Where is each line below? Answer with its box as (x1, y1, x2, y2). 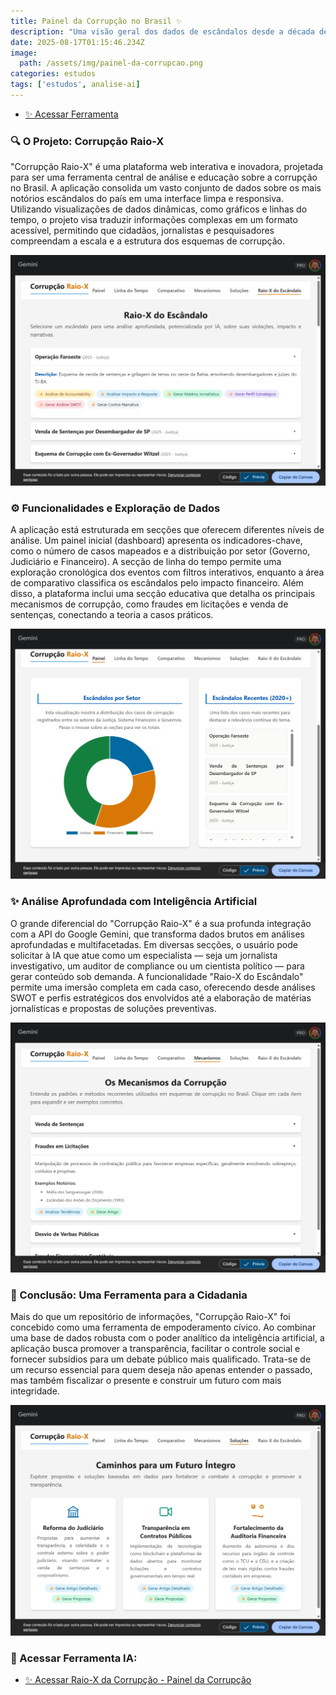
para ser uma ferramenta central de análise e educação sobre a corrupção (10, 171, 318, 184)
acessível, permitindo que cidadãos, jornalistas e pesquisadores (10, 225, 275, 237)
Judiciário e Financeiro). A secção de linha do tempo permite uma (10, 556, 282, 568)
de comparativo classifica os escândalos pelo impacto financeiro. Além (10, 577, 304, 589)
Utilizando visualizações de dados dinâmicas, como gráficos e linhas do (10, 203, 308, 215)
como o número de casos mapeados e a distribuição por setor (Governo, (10, 545, 311, 557)
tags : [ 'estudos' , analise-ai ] (10, 80, 141, 90)
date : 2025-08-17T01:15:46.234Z (10, 37, 145, 47)
